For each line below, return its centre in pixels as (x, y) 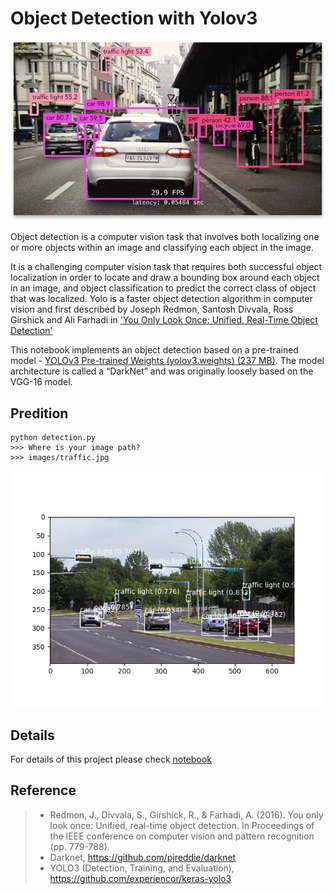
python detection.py (53, 438)
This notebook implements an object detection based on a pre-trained (154, 350)
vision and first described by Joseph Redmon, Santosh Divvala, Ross (152, 309)
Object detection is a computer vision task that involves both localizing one (165, 237)
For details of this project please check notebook (111, 759)
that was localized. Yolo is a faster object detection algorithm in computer (161, 299)
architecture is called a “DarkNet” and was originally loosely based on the (162, 371)
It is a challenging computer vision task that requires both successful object (166, 267)
